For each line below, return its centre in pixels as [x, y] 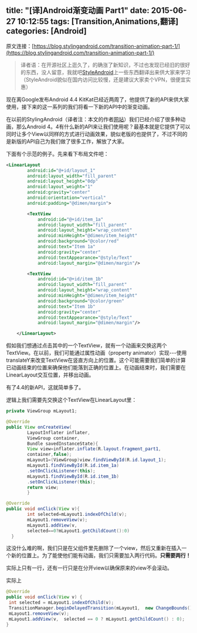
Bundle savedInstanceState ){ [63, 444]
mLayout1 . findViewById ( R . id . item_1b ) [73, 476]
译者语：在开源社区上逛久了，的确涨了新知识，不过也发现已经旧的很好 [105, 65]
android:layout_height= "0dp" [63, 181]
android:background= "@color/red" [78, 241]
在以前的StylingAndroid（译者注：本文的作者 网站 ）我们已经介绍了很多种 [93, 119]
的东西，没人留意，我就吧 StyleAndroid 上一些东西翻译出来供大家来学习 [105, 72]
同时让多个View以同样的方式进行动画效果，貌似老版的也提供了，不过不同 [94, 134]
